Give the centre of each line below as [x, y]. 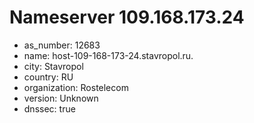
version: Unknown [61, 98]
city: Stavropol [53, 66]
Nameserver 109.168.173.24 [127, 17]
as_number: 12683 [62, 45]
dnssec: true [49, 108]
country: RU [48, 77]
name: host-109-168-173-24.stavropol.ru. [108, 55]
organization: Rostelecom [76, 87]
